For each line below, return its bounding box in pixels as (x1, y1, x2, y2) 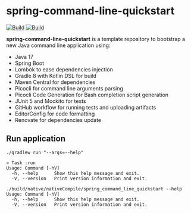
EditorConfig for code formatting (14, 110, 95, 117)
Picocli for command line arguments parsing (14, 84, 124, 92)
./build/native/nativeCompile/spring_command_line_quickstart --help (6, 186, 183, 192)
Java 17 (14, 53, 34, 60)
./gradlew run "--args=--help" (6, 149, 84, 155)
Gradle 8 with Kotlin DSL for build (14, 72, 97, 79)
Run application (6, 134, 66, 144)
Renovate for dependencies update (14, 116, 102, 123)
